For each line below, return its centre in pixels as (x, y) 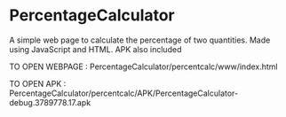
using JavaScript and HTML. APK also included (95, 49)
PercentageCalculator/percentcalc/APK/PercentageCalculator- (123, 93)
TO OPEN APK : (38, 83)
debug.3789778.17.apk (50, 102)
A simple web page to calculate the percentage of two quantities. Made (140, 40)
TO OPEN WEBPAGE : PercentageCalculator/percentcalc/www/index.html (143, 66)
